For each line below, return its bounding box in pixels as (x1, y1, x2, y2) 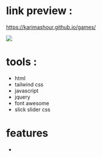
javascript (14, 87, 39, 94)
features (6, 126, 49, 140)
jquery (14, 93, 30, 101)
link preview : (6, 4, 73, 18)
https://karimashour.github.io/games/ (6, 24, 96, 31)
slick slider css (14, 106, 51, 113)
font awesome (14, 99, 50, 106)
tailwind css (14, 81, 44, 88)
